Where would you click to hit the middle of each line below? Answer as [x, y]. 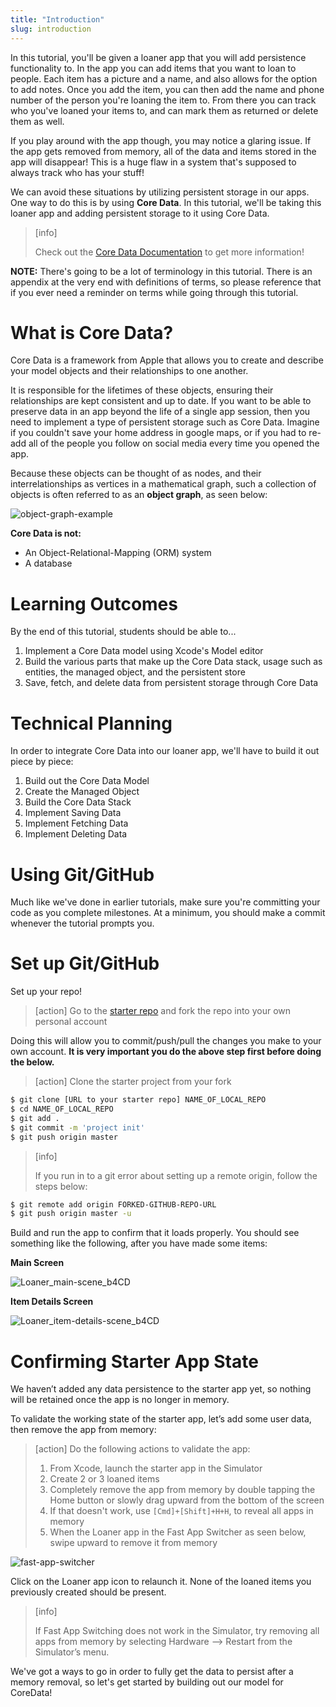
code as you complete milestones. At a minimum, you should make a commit [168, 913]
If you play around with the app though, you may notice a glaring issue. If [161, 140]
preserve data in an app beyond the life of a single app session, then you [160, 412]
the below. [32, 1062]
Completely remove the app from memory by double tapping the [182, 1490]
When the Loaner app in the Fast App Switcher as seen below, [178, 1532]
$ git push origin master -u [71, 1214]
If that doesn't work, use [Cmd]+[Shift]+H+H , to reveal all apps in [181, 1511]
